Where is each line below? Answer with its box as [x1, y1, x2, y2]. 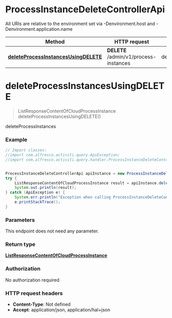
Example [5, 136, 28, 143]
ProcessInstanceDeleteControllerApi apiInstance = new [5, 171, 125, 176]
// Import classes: [5, 147, 47, 153]
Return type [5, 241, 36, 248]
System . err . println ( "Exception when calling [14, 195, 111, 200]
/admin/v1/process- [106, 53, 157, 60]
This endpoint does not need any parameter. [5, 228, 99, 234]
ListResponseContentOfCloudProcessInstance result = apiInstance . [14, 180, 159, 185]
